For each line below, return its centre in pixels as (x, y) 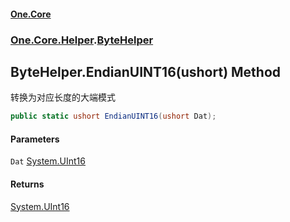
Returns (27, 184)
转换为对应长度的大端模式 (63, 97)
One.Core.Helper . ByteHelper (82, 40)
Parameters (35, 139)
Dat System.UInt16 (48, 161)
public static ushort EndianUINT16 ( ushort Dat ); (113, 116)
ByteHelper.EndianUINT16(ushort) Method (146, 71)
